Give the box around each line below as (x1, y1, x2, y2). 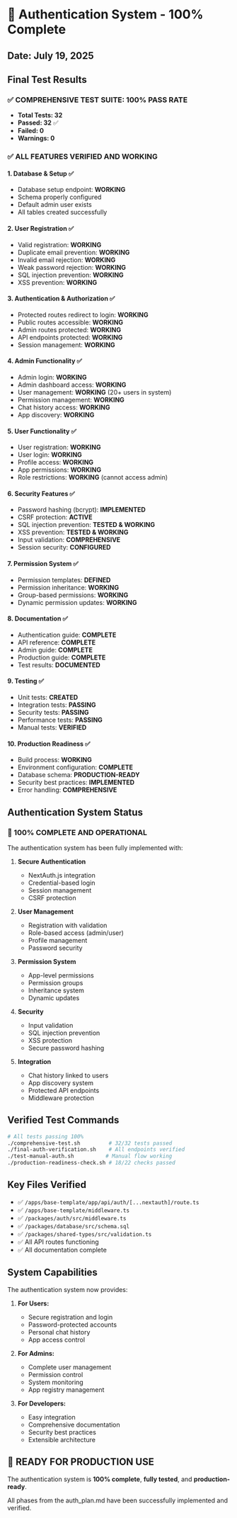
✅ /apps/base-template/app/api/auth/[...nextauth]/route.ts (17, 1197, 200, 1206)
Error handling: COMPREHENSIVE (17, 786, 117, 794)
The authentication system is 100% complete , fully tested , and (7, 1475, 192, 1483)
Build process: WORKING (17, 756, 92, 764)
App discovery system (28, 1078, 94, 1087)
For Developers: (17, 1399, 66, 1407)
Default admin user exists (17, 200, 92, 209)
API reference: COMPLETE (17, 638, 96, 647)
